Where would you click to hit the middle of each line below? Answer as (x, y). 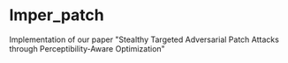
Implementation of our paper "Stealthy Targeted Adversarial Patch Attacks (144, 39)
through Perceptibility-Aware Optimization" (87, 48)
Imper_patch (57, 15)
